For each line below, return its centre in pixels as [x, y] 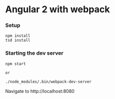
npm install [18, 36]
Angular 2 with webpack [58, 9]
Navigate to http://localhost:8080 [40, 91]
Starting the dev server [34, 53]
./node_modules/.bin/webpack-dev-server [49, 82]
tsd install [18, 40]
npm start [16, 64]
